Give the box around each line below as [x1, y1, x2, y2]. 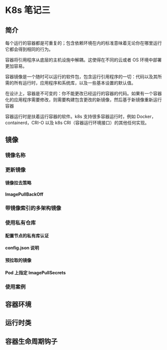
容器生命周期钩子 [5, 337, 58, 346]
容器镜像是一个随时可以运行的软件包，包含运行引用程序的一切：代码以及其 [5, 74, 158, 80]
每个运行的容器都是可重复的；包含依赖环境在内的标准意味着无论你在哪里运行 [5, 40, 162, 46]
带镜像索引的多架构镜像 [5, 205, 61, 212]
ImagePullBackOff [5, 191, 44, 197]
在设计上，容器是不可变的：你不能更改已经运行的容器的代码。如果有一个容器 [5, 91, 162, 96]
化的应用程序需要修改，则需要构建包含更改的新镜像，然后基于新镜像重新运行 [5, 97, 162, 103]
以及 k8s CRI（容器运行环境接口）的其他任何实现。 [45, 120, 150, 125]
